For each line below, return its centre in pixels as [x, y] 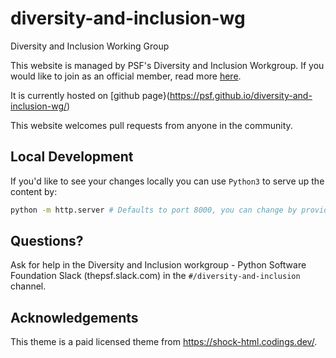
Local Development [72, 157]
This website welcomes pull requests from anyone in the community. [151, 125]
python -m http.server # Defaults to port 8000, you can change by [154, 210]
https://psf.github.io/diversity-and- [241, 95]
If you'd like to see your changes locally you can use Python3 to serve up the [167, 181]
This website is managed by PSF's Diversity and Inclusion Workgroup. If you [167, 65]
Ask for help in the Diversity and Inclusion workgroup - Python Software [158, 265]
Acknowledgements [74, 317]
